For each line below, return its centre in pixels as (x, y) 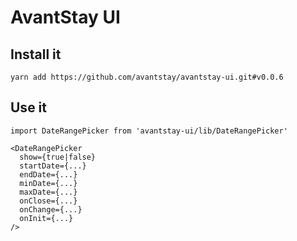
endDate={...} (48, 174)
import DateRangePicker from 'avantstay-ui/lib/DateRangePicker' (149, 131)
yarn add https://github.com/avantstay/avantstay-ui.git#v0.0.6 (147, 77)
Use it (28, 107)
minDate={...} (48, 183)
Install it (36, 54)
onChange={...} (51, 209)
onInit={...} (46, 218)
